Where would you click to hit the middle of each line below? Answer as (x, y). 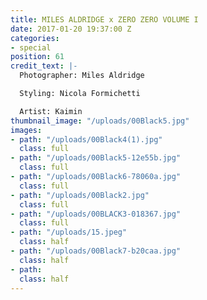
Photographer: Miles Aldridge (82, 76)
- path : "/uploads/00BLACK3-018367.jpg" (96, 214)
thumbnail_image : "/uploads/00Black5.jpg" (100, 121)
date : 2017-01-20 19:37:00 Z (71, 29)
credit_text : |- (44, 66)
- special (31, 47)
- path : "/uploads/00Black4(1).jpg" (86, 139)
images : (26, 130)
